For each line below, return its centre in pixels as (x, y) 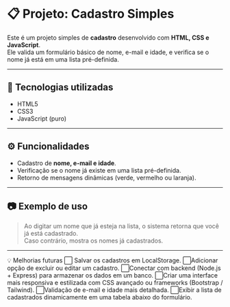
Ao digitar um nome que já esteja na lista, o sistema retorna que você (122, 226)
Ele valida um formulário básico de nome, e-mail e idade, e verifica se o (108, 52)
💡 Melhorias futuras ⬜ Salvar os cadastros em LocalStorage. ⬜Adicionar (113, 260)
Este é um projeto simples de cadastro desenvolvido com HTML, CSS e (108, 37)
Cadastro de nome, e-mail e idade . (66, 163)
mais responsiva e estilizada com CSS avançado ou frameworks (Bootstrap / (115, 283)
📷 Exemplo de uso (47, 206)
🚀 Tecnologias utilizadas (60, 87)
